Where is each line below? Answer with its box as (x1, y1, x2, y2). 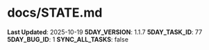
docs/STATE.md (7, 5, 103, 21)
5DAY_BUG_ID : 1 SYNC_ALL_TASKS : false (7, 35, 128, 43)
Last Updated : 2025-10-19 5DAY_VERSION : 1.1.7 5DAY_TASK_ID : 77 (7, 28, 203, 36)
